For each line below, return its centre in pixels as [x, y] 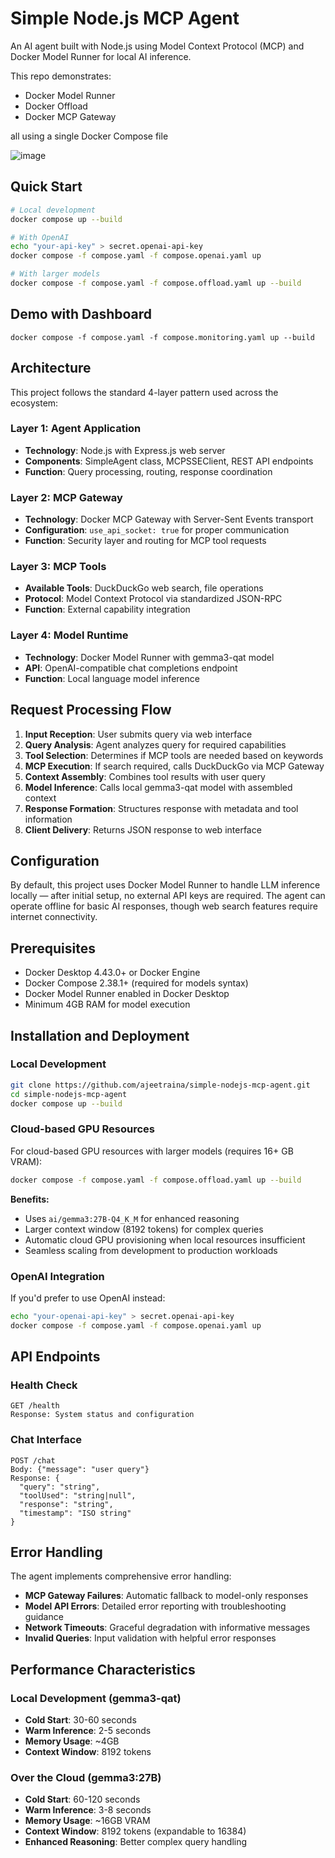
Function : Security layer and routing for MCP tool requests [145, 541]
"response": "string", [66, 1504]
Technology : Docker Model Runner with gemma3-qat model [149, 657]
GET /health [35, 1406]
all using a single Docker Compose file [89, 136]
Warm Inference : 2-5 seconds [88, 1731]
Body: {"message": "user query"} [80, 1469]
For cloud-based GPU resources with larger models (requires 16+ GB [152, 1151]
